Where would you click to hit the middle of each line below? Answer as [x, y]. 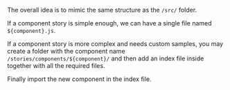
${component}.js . [32, 31]
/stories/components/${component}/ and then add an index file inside [106, 58]
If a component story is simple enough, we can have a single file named [110, 23]
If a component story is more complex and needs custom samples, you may [115, 44]
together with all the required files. [56, 66]
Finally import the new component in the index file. [79, 79]
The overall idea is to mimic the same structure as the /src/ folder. [102, 10]
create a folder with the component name [67, 51]
